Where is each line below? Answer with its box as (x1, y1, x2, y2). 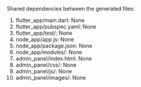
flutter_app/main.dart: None (15, 17, 85, 23)
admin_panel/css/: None (15, 61, 77, 68)
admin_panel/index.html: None (15, 55, 93, 62)
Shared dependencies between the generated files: (7, 5, 135, 12)
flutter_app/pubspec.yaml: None (15, 23, 96, 30)
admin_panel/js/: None (15, 68, 72, 74)
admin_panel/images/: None (15, 74, 87, 81)
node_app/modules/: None (15, 49, 82, 56)
